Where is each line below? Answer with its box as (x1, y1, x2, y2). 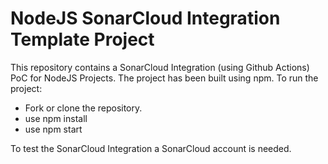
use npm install (24, 112, 88, 124)
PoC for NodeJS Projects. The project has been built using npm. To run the (10, 72, 319, 84)
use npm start (24, 123, 83, 135)
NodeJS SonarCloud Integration (10, 7, 281, 30)
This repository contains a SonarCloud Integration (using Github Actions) (10, 61, 310, 73)
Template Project (10, 28, 155, 51)
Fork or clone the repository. (24, 102, 143, 114)
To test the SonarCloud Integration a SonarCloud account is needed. (10, 142, 292, 154)
